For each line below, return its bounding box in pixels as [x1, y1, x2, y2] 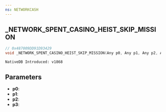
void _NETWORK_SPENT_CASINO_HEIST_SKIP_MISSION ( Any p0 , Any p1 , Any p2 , [5, 51, 158, 56]
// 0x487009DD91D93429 [5, 46, 52, 51]
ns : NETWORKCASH [5, 7, 39, 12]
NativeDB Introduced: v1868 [5, 59, 63, 64]
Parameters [5, 73, 42, 81]
